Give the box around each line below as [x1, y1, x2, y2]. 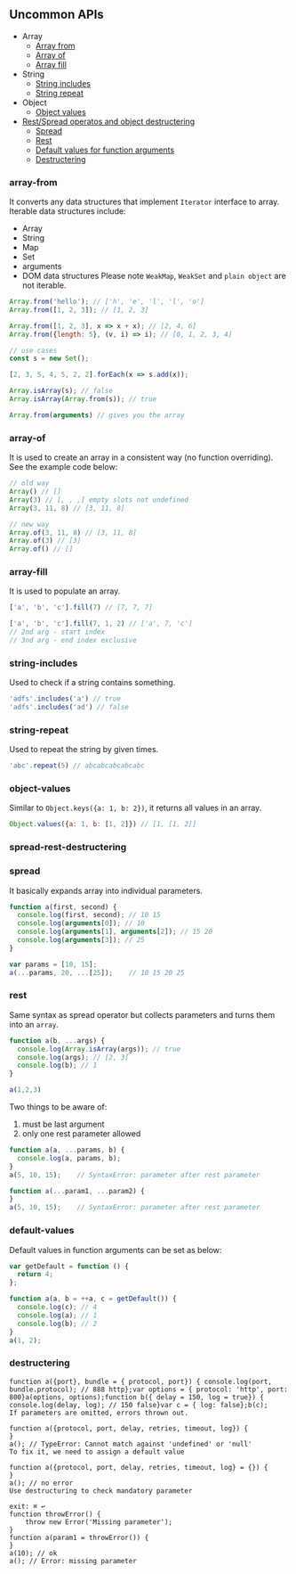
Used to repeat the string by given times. [9, 744, 159, 755]
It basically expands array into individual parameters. [9, 885, 203, 896]
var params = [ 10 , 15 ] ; [9, 960, 98, 969]
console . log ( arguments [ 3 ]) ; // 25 [17, 936, 145, 945]
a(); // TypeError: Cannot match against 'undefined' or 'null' [9, 1439, 252, 1448]
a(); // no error [9, 1479, 74, 1488]
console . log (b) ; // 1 [17, 1061, 98, 1070]
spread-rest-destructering [9, 841, 127, 854]
